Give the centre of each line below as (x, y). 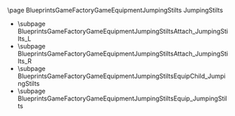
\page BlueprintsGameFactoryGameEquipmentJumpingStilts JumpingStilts (115, 10)
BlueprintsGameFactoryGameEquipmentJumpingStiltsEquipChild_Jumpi (121, 76)
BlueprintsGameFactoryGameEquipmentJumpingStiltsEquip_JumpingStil (122, 98)
